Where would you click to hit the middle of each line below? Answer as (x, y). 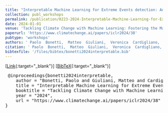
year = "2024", (34, 95)
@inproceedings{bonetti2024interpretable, (60, 75)
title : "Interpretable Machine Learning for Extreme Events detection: (81, 10)
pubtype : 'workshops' (28, 38)
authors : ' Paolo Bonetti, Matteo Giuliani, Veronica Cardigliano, (82, 42)
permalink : (16, 19)
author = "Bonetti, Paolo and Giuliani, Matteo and (80, 80)
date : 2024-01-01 (23, 24)
